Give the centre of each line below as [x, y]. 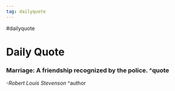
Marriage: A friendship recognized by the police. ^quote [88, 70]
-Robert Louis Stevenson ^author [46, 83]
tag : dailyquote [26, 11]
